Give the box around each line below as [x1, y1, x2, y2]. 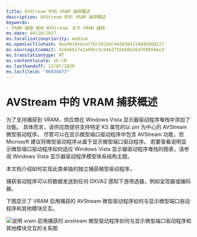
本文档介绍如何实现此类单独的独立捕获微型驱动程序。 [6, 165, 135, 172]
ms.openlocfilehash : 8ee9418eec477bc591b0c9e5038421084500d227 [6, 42, 165, 48]
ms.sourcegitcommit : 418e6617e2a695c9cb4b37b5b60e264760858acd [6, 47, 165, 53]
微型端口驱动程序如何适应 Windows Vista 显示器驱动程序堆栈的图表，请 [11, 145, 184, 153]
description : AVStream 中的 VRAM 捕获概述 [6, 14, 106, 20]
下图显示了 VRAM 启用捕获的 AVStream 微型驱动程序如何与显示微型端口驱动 [6, 198, 191, 205]
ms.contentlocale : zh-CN [6, 57, 67, 63]
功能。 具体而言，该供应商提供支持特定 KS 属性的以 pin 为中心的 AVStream [6, 124, 187, 131]
